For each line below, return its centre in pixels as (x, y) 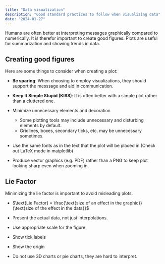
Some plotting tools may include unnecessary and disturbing (82, 120)
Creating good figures (40, 59)
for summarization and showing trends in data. (53, 44)
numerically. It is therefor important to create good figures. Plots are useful (81, 38)
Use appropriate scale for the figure (49, 227)
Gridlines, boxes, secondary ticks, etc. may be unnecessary (81, 131)
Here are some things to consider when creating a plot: (61, 71)
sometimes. (31, 136)
